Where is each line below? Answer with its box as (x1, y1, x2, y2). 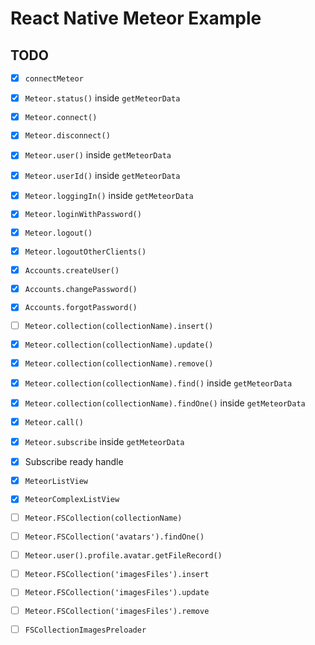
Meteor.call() (24, 417, 84, 427)
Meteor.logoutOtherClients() (24, 247, 147, 257)
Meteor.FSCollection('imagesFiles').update (24, 588, 210, 598)
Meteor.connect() (24, 112, 98, 122)
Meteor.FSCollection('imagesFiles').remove (24, 607, 210, 617)
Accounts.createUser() (24, 265, 120, 276)
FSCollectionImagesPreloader (24, 625, 147, 635)
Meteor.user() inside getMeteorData (24, 149, 172, 161)
